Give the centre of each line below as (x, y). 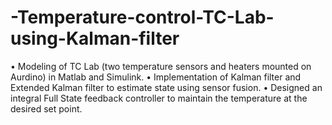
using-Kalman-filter (95, 38)
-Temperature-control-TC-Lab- (142, 17)
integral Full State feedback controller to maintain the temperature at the (159, 98)
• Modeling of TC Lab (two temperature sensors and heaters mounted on (161, 66)
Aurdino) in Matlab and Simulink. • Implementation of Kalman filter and (156, 77)
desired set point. (46, 108)
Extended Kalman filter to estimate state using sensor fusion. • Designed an (166, 87)
